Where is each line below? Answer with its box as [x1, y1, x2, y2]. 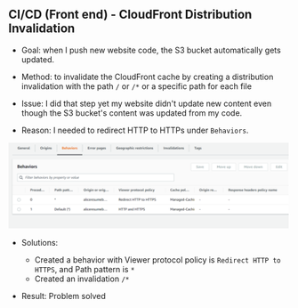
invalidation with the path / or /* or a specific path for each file [20, 80, 253, 92]
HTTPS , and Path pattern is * [34, 264, 135, 275]
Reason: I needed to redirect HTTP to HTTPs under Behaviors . [20, 125, 249, 135]
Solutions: [20, 238, 59, 248]
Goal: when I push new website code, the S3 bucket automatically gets [20, 45, 281, 55]
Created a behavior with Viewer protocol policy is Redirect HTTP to [34, 255, 281, 265]
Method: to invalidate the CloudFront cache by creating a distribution [20, 71, 274, 82]
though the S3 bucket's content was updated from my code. [20, 107, 243, 118]
